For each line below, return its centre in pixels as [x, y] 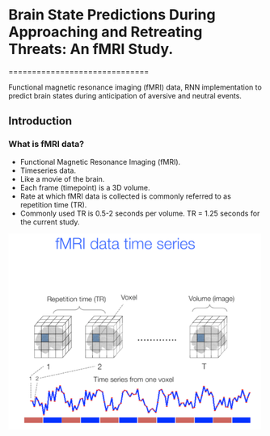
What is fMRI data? [46, 145]
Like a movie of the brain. [62, 178]
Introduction [40, 122]
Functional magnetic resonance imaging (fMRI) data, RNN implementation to [135, 87]
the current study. [50, 222]
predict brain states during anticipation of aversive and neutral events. [125, 95]
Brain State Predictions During [112, 15]
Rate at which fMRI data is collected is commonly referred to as [126, 196]
